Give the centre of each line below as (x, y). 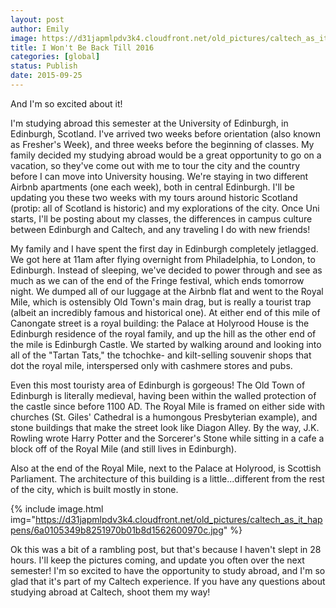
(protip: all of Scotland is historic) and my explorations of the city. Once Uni (165, 208)
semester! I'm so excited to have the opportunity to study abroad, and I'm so (168, 570)
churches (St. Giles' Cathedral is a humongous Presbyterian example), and (164, 417)
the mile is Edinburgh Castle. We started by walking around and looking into (166, 344)
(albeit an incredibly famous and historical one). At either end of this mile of (165, 312)
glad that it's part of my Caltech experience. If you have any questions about (168, 581)
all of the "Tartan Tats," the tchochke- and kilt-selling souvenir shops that (161, 355)
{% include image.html (57, 508)
